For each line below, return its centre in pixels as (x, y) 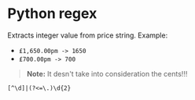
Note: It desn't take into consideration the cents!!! (107, 73)
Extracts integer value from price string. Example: (88, 35)
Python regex (52, 14)
